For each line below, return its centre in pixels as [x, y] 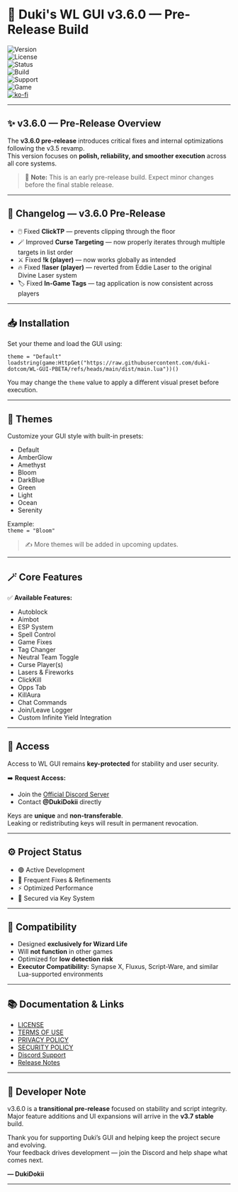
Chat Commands [42, 702]
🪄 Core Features [45, 577]
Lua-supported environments [60, 974]
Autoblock [33, 612]
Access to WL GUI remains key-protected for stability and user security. [113, 764]
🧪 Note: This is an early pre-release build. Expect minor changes [119, 177]
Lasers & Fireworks [46, 672]
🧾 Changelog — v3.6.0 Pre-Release [86, 213]
